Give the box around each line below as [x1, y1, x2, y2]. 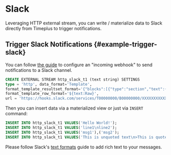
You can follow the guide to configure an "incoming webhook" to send [5, 62, 153, 68]
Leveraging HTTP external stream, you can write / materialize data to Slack [5, 20, 163, 26]
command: [5, 111, 28, 117]
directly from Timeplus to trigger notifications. [5, 25, 102, 31]
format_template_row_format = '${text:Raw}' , [5, 91, 99, 96]
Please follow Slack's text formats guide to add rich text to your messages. [5, 144, 162, 150]
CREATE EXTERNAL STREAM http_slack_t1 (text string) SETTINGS [5, 77, 140, 82]
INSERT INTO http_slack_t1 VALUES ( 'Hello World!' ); [5, 120, 117, 125]
